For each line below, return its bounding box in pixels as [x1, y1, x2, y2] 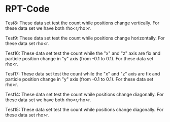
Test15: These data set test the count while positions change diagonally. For [5, 106, 164, 112]
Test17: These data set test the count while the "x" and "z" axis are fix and [5, 70, 160, 76]
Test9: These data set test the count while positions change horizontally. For [5, 35, 165, 41]
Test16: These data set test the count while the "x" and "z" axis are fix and [5, 50, 161, 56]
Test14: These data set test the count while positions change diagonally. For [5, 91, 164, 97]
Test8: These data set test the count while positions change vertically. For [5, 20, 160, 26]
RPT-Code [5, 3, 50, 15]
